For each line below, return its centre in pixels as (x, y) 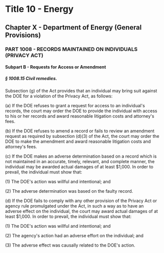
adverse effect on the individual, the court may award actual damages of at (82, 211)
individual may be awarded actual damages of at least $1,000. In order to (79, 167)
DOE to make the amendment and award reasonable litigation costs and (78, 141)
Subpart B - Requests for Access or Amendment (56, 67)
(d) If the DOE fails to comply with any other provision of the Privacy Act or (81, 201)
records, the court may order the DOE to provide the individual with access (81, 111)
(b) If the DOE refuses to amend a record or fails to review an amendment (80, 131)
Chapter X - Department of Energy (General (73, 27)
